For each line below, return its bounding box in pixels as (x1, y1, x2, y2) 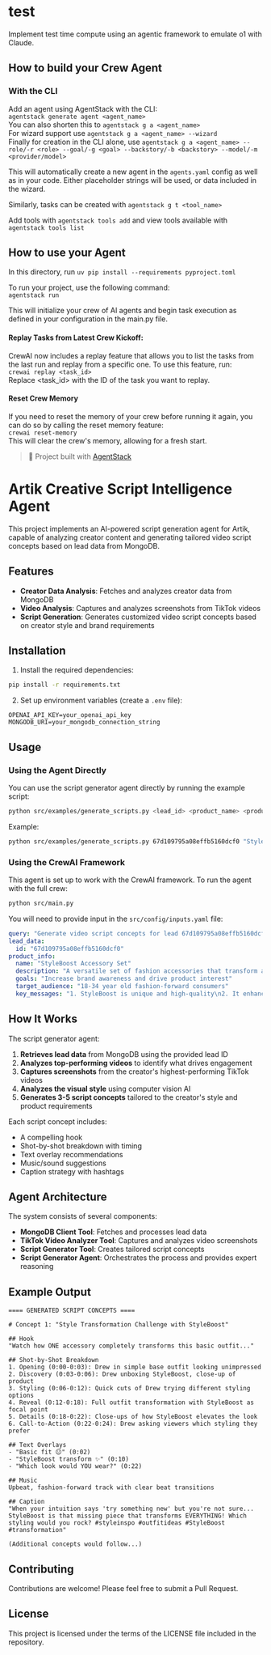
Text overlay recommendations (19, 1149, 123, 1159)
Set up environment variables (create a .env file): (19, 695, 183, 706)
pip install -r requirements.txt (8, 681, 121, 690)
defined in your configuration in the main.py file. (8, 314, 168, 324)
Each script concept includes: (8, 1116, 107, 1127)
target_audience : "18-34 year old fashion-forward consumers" (15, 982, 229, 991)
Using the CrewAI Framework (8, 856, 125, 868)
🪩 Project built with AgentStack (27, 452, 131, 461)
